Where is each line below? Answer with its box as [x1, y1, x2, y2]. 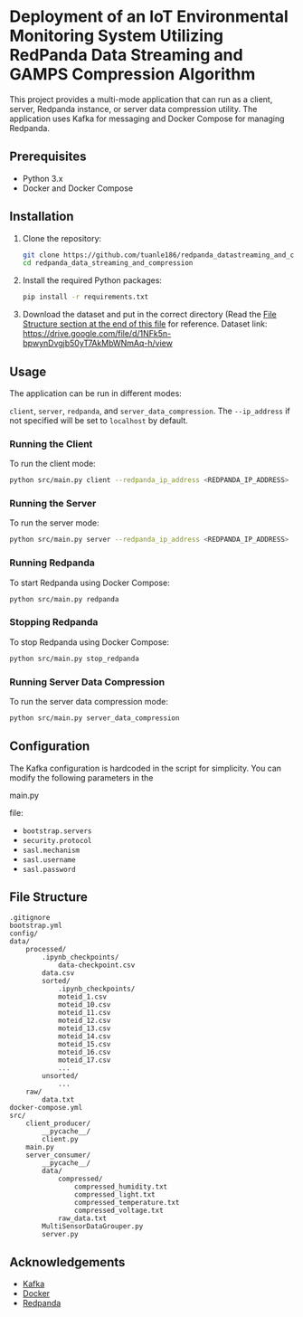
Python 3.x [22, 173, 63, 184]
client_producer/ [25, 1119, 91, 1128]
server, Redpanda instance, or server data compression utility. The [9, 103, 258, 114]
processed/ [25, 945, 67, 954]
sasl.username [22, 855, 76, 865]
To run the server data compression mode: [9, 696, 169, 706]
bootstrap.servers [22, 826, 92, 836]
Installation [9, 209, 74, 224]
